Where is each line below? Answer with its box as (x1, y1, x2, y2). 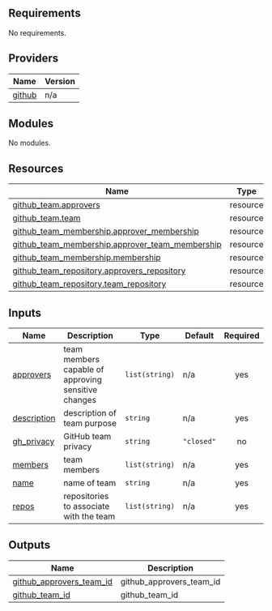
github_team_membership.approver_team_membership (12, 239, 223, 250)
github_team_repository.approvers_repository (12, 265, 186, 276)
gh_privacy (12, 436, 55, 447)
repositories (63, 490, 109, 502)
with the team (63, 511, 116, 522)
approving (63, 374, 103, 386)
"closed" (182, 437, 217, 446)
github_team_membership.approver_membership (12, 226, 200, 237)
